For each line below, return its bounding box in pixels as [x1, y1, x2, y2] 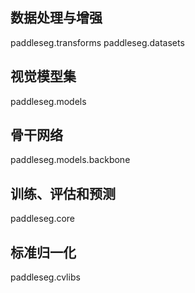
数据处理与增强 [10, 9, 103, 27]
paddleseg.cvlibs [10, 271, 81, 283]
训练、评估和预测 [10, 185, 116, 202]
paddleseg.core [10, 213, 76, 225]
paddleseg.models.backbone [10, 154, 131, 166]
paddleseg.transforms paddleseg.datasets [10, 36, 185, 48]
